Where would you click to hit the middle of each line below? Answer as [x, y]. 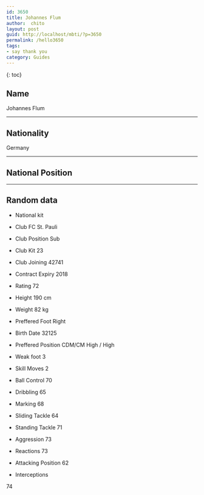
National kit [29, 215]
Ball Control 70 [34, 380]
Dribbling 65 [31, 392]
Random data [32, 201]
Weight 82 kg [32, 309]
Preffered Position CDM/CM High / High [65, 345]
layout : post [23, 29]
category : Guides [28, 57]
